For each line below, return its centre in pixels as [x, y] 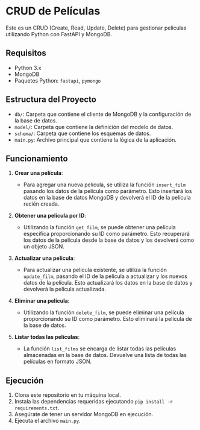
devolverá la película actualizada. [64, 289]
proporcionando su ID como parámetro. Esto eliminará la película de [108, 319]
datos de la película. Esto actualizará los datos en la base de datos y [108, 283]
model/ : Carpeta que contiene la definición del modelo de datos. [94, 127]
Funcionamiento [37, 158]
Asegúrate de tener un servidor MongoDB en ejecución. [84, 414]
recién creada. [41, 204]
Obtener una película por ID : [50, 216]
